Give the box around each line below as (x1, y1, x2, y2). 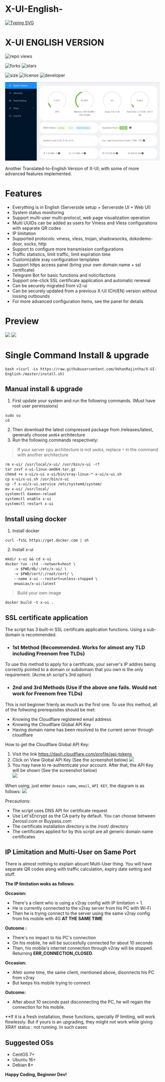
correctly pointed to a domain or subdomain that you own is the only (5, 667, 143, 673)
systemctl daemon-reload (5, 492, 56, 496)
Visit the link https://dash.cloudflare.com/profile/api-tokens (12, 751, 132, 757)
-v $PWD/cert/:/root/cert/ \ (14, 572, 74, 577)
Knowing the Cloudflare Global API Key (12, 721, 91, 727)
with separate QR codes (12, 225, 61, 231)
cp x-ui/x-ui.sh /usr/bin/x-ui (5, 477, 69, 482)
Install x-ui (12, 547, 33, 553)
